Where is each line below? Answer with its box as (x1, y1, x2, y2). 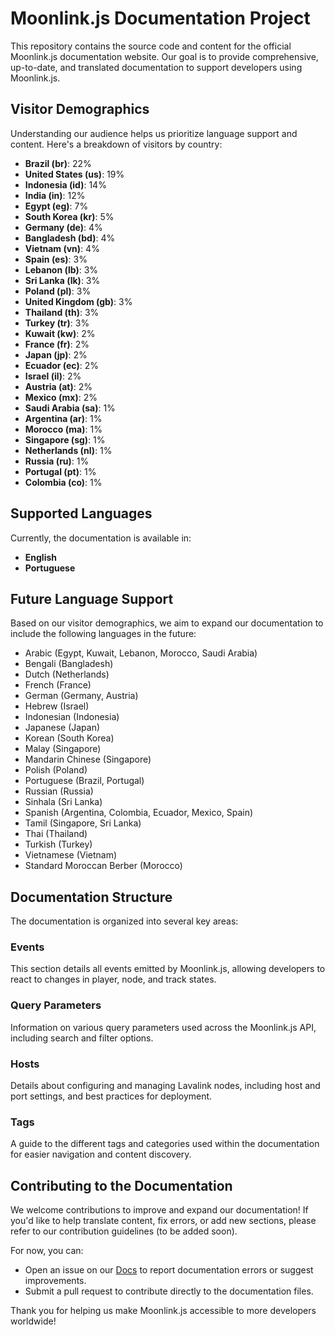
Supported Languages (10, 505, 153, 522)
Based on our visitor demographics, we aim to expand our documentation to (10, 617, 324, 629)
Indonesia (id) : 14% (24, 178, 107, 191)
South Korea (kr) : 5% (24, 210, 115, 222)
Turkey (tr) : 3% (24, 317, 90, 329)
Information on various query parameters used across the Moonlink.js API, (10, 1021, 317, 1033)
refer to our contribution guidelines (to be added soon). (10, 1225, 238, 1237)
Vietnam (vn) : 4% (24, 242, 100, 254)
